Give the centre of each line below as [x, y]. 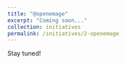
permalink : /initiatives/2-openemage [63, 33]
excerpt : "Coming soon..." [47, 20]
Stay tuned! [24, 53]
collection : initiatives [44, 27]
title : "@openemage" [38, 14]
